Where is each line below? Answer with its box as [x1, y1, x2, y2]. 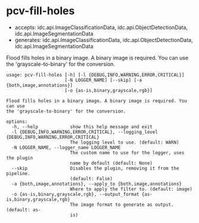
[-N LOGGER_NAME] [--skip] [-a [64, 77, 143, 83]
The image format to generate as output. [70, 202, 174, 208]
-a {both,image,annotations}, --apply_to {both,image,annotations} [11, 181, 182, 187]
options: [6, 119, 28, 125]
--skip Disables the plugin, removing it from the [11, 165, 179, 171]
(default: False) [70, 176, 113, 181]
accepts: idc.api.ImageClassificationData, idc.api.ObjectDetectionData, [14, 24, 188, 31]
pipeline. [6, 170, 31, 176]
